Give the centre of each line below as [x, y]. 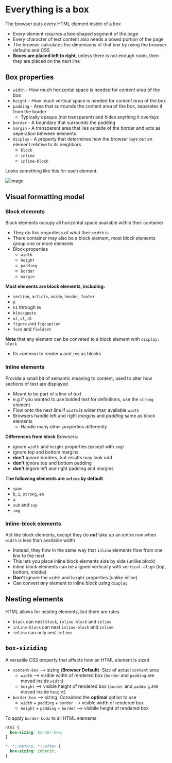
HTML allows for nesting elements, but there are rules [62, 612]
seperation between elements [44, 133]
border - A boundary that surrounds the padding [64, 123]
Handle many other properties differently [64, 426]
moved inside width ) [42, 681]
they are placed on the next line [46, 61]
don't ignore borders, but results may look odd [62, 457]
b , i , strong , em [28, 494]
